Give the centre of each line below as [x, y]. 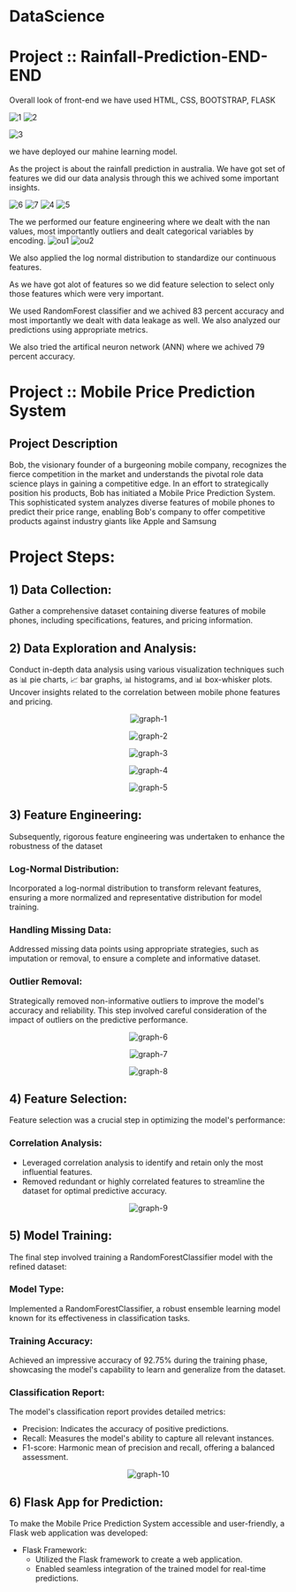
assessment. [45, 1457]
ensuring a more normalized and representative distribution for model [136, 898]
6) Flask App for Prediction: [86, 1502]
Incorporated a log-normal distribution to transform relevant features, [135, 888]
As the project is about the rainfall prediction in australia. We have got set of [147, 169]
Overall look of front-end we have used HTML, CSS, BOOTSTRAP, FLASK [143, 100]
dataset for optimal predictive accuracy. [95, 1190]
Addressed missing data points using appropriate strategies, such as [134, 949]
